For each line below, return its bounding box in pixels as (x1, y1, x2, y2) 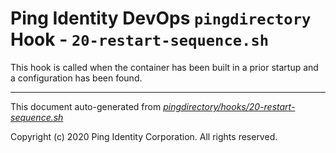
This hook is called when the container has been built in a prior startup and (10, 61, 319, 73)
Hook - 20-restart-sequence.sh (10, 28, 270, 51)
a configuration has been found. (10, 72, 143, 84)
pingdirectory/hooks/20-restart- (163, 100, 296, 112)
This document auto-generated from (10, 100, 162, 112)
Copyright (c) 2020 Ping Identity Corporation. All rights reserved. (10, 130, 278, 142)
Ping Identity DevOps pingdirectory (10, 7, 312, 30)
